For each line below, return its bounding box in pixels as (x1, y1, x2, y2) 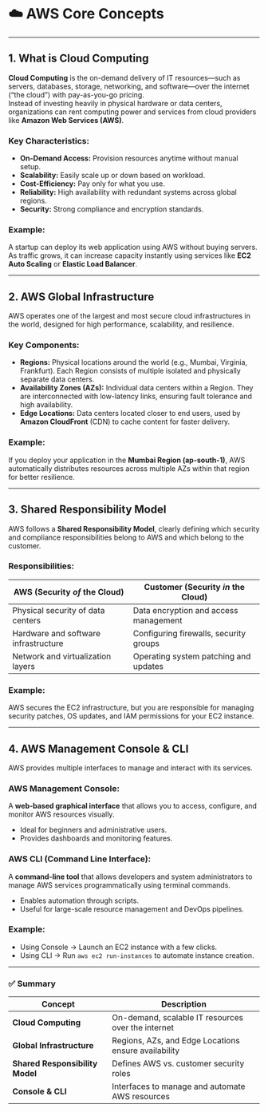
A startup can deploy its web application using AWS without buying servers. (8, 243, 258, 252)
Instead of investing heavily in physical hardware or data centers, (8, 98, 223, 108)
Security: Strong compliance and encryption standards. (19, 204, 204, 214)
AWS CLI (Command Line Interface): (8, 853, 152, 865)
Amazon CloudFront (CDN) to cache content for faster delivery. (19, 417, 231, 426)
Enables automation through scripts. (19, 896, 140, 905)
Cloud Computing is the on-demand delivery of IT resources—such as (8, 73, 241, 82)
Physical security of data (12, 604, 105, 615)
